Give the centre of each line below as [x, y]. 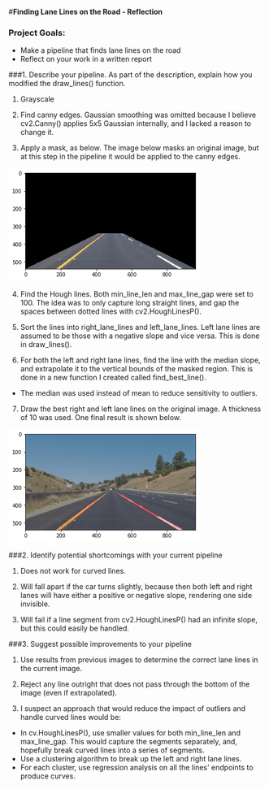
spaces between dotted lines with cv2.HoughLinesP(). [111, 311]
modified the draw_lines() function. [67, 84]
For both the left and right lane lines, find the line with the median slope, [141, 360]
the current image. [51, 669]
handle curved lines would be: [71, 717]
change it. [37, 132]
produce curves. [48, 776]
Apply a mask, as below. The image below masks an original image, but [139, 148]
